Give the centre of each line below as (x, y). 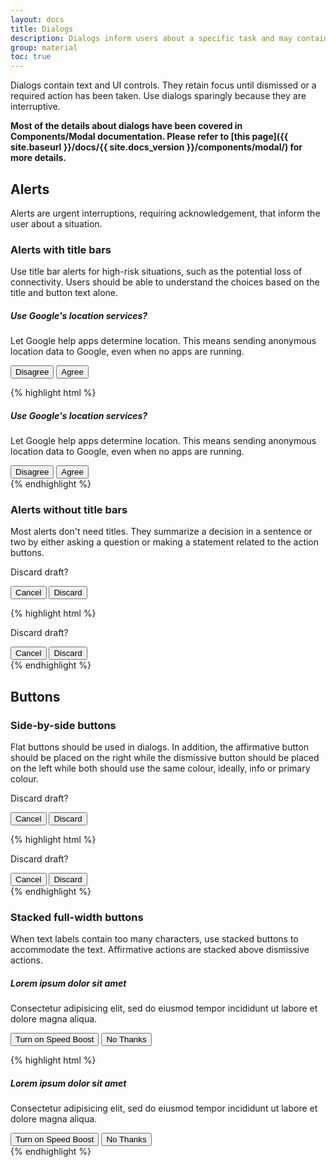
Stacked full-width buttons (77, 918)
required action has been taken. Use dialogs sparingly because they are (158, 96)
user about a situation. (56, 223)
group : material (44, 47)
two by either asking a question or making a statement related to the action (165, 542)
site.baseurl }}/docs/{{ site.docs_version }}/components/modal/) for (156, 147)
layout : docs (37, 19)
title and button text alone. (64, 293)
